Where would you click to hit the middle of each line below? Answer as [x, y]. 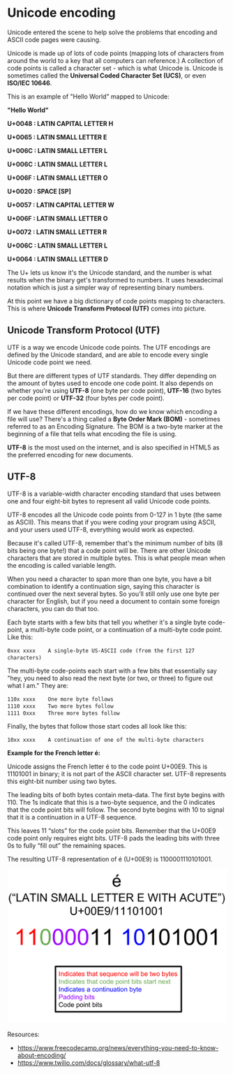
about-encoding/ [42, 1055]
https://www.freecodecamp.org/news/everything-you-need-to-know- [118, 1048]
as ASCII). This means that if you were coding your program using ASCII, [112, 522]
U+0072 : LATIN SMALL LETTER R [57, 231]
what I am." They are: [38, 685]
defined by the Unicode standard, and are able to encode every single [108, 355]
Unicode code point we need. [50, 362]
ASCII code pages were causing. [54, 39]
